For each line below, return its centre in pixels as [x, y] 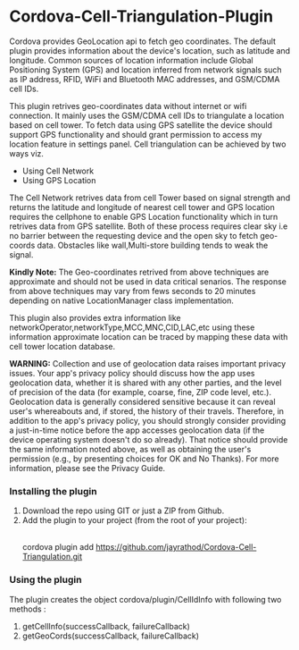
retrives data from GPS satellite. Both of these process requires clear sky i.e [149, 226]
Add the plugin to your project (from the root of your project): [134, 520]
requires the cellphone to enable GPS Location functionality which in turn [144, 216]
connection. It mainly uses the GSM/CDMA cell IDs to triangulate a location [147, 115]
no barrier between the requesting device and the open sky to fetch [134, 235]
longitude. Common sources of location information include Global [132, 60]
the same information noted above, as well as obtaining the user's [130, 449]
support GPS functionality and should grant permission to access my [136, 134]
